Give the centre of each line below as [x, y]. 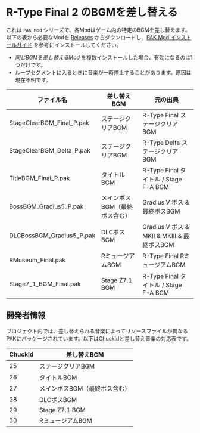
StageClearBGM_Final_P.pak [49, 123]
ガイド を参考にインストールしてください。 [69, 45]
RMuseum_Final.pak [37, 260]
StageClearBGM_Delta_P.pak [50, 150]
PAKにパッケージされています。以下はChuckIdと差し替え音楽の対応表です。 [99, 338]
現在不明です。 [33, 80]
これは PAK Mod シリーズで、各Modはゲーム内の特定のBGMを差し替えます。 [98, 30]
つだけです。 [30, 65]
